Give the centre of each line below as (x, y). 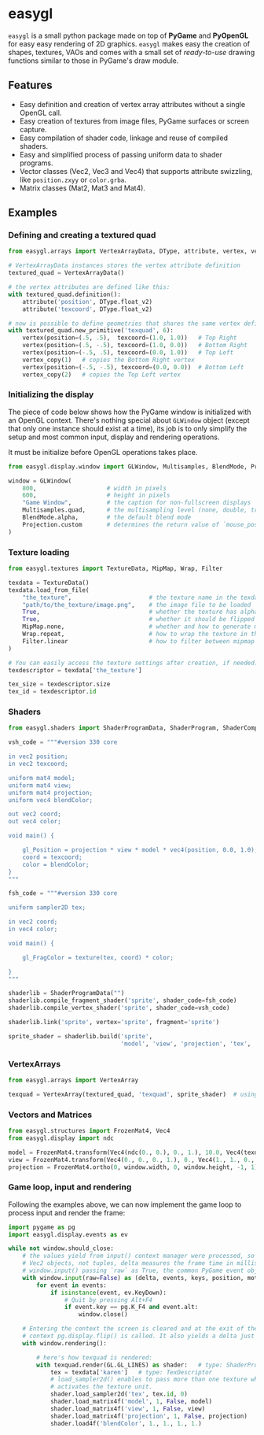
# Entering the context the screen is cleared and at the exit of (133, 1329)
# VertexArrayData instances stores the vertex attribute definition (125, 266)
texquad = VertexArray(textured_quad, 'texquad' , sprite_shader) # (123, 1094)
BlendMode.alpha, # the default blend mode (107, 518)
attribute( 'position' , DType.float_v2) (88, 301)
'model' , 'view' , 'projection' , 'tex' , (186, 1044)
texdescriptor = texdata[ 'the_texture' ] (75, 670)
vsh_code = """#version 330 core (63, 742)
